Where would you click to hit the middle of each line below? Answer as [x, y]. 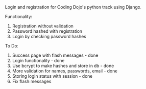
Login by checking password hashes [49, 36]
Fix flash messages [32, 81]
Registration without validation [43, 26]
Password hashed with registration [47, 31]
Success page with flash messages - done [55, 55]
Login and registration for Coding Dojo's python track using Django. [73, 7]
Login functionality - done [38, 60]
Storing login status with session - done [52, 76]
